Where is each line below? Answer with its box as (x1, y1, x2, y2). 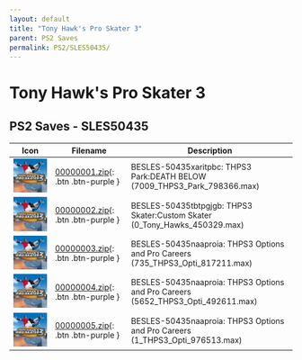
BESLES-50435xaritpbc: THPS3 (130, 162, 252, 173)
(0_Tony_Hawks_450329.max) (130, 219, 244, 229)
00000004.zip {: (55, 282, 115, 292)
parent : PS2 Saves (9, 33, 78, 42)
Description (187, 145, 233, 156)
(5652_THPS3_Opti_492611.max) (130, 296, 258, 307)
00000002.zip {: (55, 205, 115, 215)
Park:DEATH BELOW (130, 171, 207, 182)
